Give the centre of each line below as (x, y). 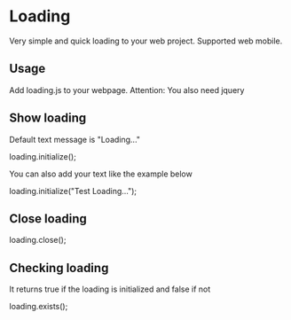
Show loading (48, 118)
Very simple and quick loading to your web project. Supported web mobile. (146, 41)
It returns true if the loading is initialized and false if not (110, 289)
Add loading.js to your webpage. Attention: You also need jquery (127, 90)
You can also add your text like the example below (101, 174)
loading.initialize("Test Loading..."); (73, 191)
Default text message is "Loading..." (75, 139)
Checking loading (59, 268)
